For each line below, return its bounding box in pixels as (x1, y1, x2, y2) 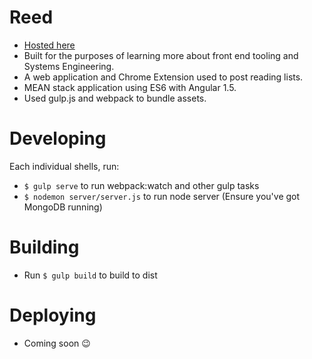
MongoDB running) (23, 201, 103, 213)
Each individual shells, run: (9, 160, 120, 172)
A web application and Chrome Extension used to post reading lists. (23, 71, 304, 83)
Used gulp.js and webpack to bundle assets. (23, 92, 207, 104)
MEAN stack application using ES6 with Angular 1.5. (23, 81, 237, 93)
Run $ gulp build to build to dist (23, 269, 158, 281)
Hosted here (23, 39, 76, 51)
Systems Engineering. (23, 60, 115, 72)
